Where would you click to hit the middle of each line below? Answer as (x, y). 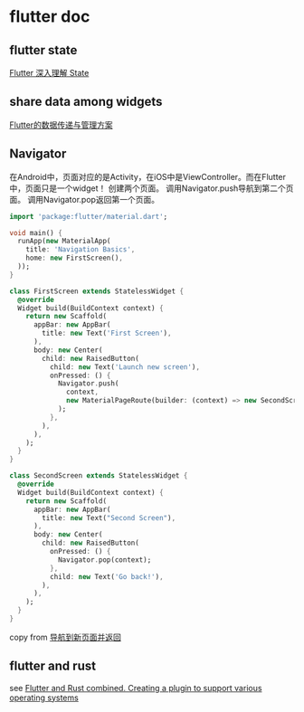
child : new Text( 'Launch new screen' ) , (125, 367)
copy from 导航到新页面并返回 (66, 637)
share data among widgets (86, 102)
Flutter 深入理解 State (49, 73)
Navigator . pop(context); (104, 560)
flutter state (43, 50)
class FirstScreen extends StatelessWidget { (96, 291)
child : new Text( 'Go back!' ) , (107, 576)
